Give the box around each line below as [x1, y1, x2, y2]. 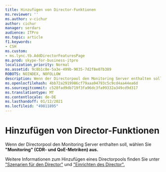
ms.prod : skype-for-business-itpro [5, 58, 79, 63]
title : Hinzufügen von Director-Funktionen [5, 7, 96, 12]
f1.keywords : [5, 40, 32, 44]
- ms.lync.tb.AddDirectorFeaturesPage [5, 53, 85, 58]
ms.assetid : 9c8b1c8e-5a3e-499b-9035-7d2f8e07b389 [5, 67, 112, 72]
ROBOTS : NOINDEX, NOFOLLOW [5, 72, 61, 77]
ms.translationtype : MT [5, 90, 54, 95]
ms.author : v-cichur [5, 16, 48, 21]
